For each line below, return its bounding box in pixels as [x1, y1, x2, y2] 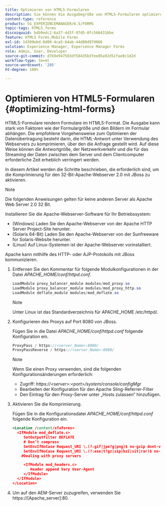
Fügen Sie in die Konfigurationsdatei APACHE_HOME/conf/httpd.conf [12, 411, 153, 417]
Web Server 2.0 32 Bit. [5, 201, 51, 207]
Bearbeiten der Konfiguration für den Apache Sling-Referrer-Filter [19, 386, 154, 392]
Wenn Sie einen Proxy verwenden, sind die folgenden [12, 366, 122, 372]
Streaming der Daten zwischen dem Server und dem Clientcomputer [5, 151, 145, 157]
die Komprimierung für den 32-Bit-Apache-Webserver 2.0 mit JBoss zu [5, 172, 150, 178]
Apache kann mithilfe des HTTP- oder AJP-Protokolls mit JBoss [5, 251, 135, 257]
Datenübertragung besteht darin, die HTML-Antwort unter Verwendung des [5, 135, 159, 141]
